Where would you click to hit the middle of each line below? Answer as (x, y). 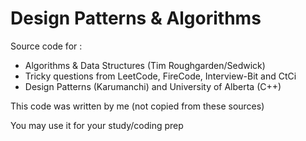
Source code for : (46, 46)
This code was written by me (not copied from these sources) (137, 106)
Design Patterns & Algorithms (136, 18)
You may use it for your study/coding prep (97, 125)
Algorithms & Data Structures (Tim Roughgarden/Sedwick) (145, 65)
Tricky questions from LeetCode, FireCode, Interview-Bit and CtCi (160, 76)
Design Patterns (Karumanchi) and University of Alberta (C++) (153, 86)
